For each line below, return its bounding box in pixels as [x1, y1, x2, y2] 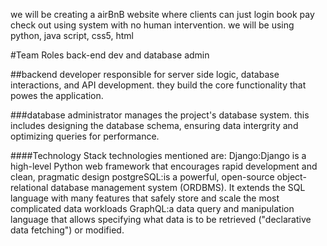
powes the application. [10, 90, 104, 101]
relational [10, 182, 49, 193]
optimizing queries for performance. [10, 130, 160, 142]
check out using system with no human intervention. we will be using [10, 19, 295, 31]
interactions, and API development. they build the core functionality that [10, 79, 307, 91]
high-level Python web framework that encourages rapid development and [10, 160, 318, 172]
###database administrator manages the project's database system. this [10, 109, 310, 121]
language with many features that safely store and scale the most [10, 192, 280, 204]
